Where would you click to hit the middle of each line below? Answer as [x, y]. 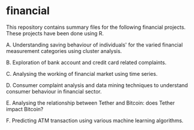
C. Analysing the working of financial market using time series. [82, 74]
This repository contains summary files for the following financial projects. [96, 27]
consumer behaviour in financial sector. [54, 91]
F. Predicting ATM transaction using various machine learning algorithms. [95, 120]
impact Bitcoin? [25, 109]
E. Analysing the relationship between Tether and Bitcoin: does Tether [91, 103]
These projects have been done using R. [55, 33]
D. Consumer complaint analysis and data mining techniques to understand [97, 85]
